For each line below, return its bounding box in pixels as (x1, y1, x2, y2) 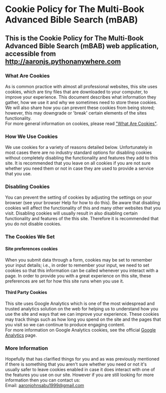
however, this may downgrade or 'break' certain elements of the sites (5, 110, 147, 116)
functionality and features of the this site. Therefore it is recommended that (5, 216, 159, 222)
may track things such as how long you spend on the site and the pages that (5, 316, 161, 322)
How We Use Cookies (5, 133, 58, 140)
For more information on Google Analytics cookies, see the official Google (5, 327, 156, 333)
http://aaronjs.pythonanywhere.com (5, 57, 121, 66)
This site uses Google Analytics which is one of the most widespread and (5, 300, 155, 306)
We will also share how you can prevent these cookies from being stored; (5, 105, 155, 111)
